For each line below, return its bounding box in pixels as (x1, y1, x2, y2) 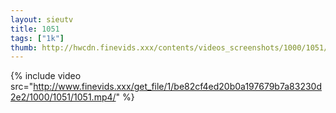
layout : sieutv (10, 14, 74, 25)
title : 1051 (10, 24, 60, 34)
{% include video (10, 70, 82, 82)
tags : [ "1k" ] (10, 33, 65, 43)
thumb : (10, 42, 38, 53)
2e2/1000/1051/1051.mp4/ (10, 91, 117, 103)
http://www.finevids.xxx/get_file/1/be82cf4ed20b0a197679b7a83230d (33, 81, 322, 93)
